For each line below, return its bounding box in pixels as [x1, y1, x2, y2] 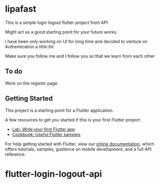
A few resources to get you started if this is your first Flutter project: [5, 117, 141, 123]
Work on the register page [5, 80, 57, 86]
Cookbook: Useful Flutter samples [12, 131, 81, 137]
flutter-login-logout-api [5, 168, 102, 179]
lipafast [5, 3, 36, 15]
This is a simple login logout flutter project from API [5, 20, 108, 25]
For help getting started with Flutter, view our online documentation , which [5, 141, 155, 147]
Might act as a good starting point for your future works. [5, 29, 118, 35]
